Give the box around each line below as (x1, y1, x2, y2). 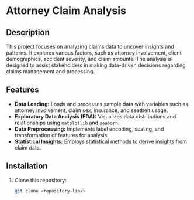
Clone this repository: (14, 177, 67, 184)
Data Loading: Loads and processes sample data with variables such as (14, 100, 189, 107)
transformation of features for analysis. (14, 131, 109, 138)
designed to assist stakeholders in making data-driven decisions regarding (6, 62, 186, 69)
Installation (6, 161, 48, 171)
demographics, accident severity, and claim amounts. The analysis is (6, 56, 172, 62)
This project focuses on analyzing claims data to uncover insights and (6, 43, 174, 50)
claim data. (14, 144, 41, 151)
